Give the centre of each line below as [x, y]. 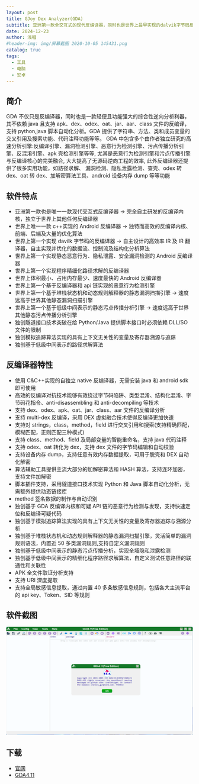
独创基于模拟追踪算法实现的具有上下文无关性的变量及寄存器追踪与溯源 [100, 521]
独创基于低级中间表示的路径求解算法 [59, 344]
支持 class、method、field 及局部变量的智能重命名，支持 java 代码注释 [101, 439]
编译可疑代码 [46, 513]
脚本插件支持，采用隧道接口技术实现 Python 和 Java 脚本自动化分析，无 [102, 484]
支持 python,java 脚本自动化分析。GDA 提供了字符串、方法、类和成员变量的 [98, 131]
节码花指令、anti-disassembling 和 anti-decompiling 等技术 [87, 402]
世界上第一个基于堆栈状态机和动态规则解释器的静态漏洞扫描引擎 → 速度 [102, 293]
